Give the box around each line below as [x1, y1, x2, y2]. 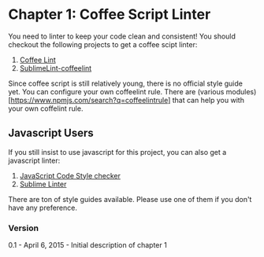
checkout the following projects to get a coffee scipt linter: [8, 39, 198, 49]
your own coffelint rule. [8, 104, 84, 113]
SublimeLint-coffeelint [19, 63, 92, 72]
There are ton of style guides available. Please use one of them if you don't [8, 194, 252, 204]
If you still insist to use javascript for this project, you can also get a [8, 147, 227, 156]
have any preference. [8, 203, 77, 212]
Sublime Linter [19, 179, 67, 189]
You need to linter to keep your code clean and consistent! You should [8, 31, 236, 41]
